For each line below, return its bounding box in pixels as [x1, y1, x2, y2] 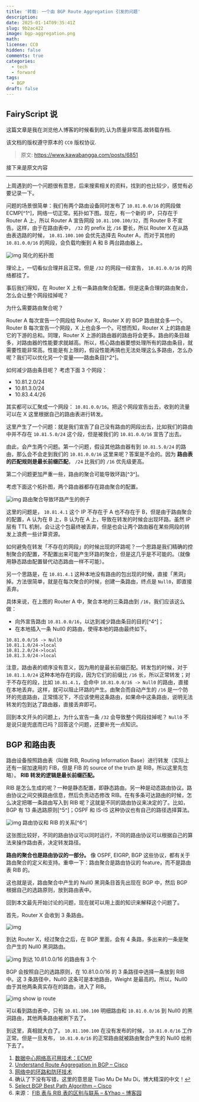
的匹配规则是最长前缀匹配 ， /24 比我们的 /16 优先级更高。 [6, 457, 147, 465]
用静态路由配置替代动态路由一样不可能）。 [6, 558, 108, 565]
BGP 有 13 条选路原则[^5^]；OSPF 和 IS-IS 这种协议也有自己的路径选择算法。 [6, 806, 193, 813]
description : [6, 14, 38, 20]
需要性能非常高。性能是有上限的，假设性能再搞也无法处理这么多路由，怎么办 [6, 346, 193, 353]
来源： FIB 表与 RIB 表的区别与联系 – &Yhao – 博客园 [14, 1089, 142, 1096]
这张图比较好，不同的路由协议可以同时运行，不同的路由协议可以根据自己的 [6, 831, 188, 838]
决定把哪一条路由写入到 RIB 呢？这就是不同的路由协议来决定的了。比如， [11, 799, 188, 806]
